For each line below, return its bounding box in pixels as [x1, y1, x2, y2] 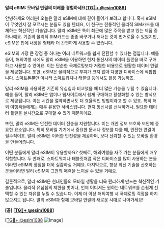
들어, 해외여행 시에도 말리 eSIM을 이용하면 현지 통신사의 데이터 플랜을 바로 [5, 57, 148, 62]
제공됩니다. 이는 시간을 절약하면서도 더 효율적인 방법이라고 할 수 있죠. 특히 [10, 98, 152, 103]
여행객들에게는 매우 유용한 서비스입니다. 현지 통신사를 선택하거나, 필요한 [10, 104, 148, 110]
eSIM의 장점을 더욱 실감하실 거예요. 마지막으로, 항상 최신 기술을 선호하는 [18, 162, 157, 167]
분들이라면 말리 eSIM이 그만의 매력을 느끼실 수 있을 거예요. [5, 168, 118, 174]
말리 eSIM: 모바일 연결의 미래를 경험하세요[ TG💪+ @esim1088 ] [5, 5, 126, 10]
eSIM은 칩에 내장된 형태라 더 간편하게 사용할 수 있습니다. [5, 40, 114, 46]
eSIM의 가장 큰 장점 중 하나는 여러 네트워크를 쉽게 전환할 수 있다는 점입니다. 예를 [5, 50, 159, 56]
